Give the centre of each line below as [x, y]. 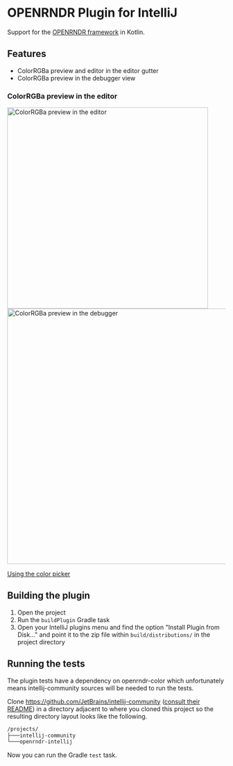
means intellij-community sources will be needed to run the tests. [101, 688]
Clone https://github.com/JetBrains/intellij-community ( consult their [104, 701]
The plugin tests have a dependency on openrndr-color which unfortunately [115, 681]
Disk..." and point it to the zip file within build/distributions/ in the [113, 635]
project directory [41, 642]
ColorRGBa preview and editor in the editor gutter [88, 70]
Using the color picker [39, 574]
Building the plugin [49, 596]
